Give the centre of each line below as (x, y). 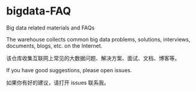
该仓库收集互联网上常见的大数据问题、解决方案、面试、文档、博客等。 (93, 58)
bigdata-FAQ (38, 11)
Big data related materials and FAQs (51, 28)
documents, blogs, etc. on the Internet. (54, 46)
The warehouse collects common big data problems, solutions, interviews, (98, 39)
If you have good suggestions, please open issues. (69, 70)
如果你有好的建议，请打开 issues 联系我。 (58, 82)
